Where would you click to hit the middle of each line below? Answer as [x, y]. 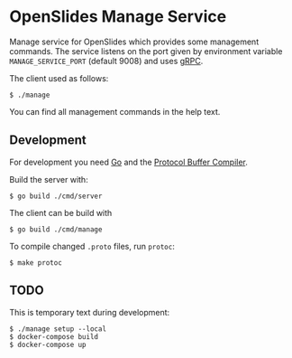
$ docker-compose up [48, 344]
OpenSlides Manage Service [118, 17]
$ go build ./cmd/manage [56, 229]
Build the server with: [49, 179]
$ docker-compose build [54, 336]
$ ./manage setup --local [58, 329]
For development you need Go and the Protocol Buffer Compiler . [128, 162]
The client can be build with [61, 212]
